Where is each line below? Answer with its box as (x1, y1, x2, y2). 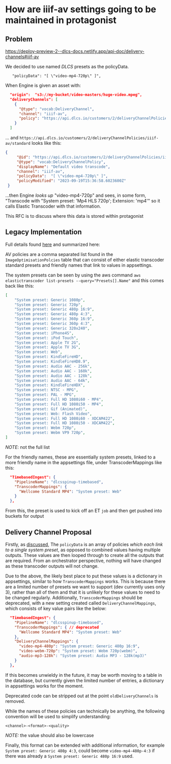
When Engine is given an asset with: (5, 83, 81, 88)
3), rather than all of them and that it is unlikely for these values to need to (5, 589, 160, 595)
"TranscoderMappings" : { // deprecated (14, 625, 99, 630)
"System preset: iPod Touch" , (14, 335, 79, 340)
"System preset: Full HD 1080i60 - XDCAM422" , (14, 416, 115, 421)
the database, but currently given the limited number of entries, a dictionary (5, 677, 164, 683)
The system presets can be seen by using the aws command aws (5, 272, 141, 278)
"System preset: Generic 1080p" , (14, 297, 85, 302)
